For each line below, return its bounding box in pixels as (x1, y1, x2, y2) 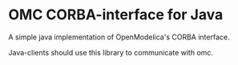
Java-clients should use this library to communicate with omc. (8, 47, 214, 57)
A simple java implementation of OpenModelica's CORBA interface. (8, 32, 230, 42)
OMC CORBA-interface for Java (8, 6, 224, 24)
